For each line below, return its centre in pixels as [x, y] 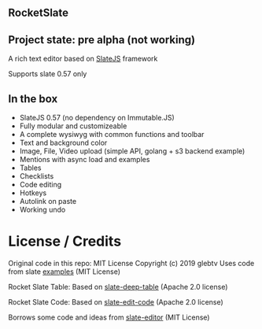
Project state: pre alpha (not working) [101, 40]
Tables [30, 168]
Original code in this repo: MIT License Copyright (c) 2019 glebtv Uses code [131, 263]
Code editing [41, 185]
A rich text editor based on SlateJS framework [83, 59]
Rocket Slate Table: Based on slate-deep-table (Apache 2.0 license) [118, 286]
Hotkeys [33, 193]
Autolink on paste [48, 201]
